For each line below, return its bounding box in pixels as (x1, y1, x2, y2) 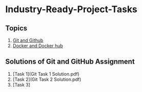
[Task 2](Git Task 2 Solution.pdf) (12, 76, 82, 82)
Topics (5, 24, 28, 33)
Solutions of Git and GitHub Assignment (5, 57, 135, 66)
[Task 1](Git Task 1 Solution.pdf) (12, 71, 80, 77)
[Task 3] (12, 81, 31, 87)
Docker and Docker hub (12, 43, 63, 49)
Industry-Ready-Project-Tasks (5, 4, 138, 15)
